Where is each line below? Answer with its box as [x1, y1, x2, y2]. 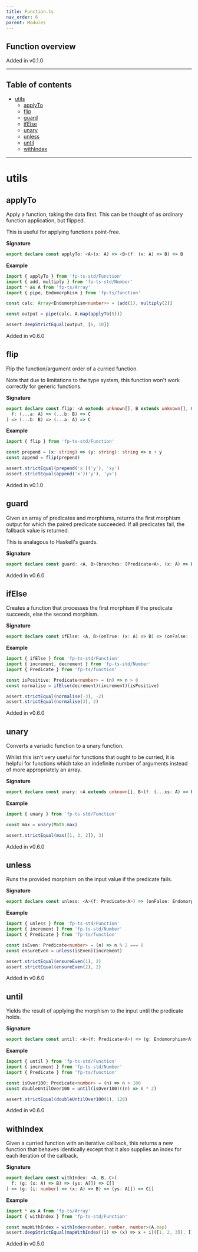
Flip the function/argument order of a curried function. [6, 365, 138, 372]
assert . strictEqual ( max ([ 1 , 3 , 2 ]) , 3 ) [6, 832, 104, 838]
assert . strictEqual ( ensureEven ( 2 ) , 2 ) [6, 964, 101, 970]
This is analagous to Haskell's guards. [6, 538, 98, 546]
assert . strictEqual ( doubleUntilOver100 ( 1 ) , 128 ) [6, 1096, 128, 1102]
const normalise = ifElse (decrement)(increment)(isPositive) [6, 682, 160, 689]
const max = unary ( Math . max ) [6, 821, 78, 827]
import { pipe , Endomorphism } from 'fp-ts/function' [6, 290, 141, 295]
